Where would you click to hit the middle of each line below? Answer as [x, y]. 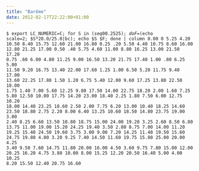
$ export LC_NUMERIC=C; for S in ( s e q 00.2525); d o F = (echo [80, 33]
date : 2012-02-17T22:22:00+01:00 [48, 17]
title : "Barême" [26, 12]
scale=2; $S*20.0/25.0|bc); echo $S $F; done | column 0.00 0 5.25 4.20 [98, 39]
